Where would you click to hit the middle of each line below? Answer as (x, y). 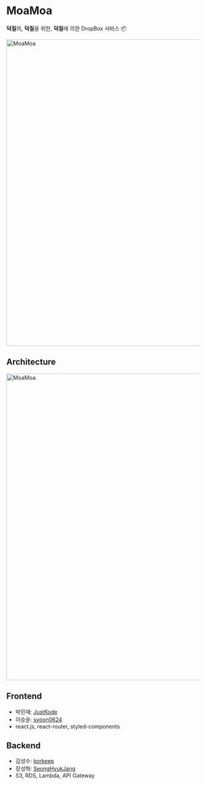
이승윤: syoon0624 (39, 719)
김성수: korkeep (34, 761)
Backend (24, 745)
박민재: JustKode (36, 711)
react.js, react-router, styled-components (67, 726)
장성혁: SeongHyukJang (45, 769)
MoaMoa (29, 11)
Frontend (24, 696)
